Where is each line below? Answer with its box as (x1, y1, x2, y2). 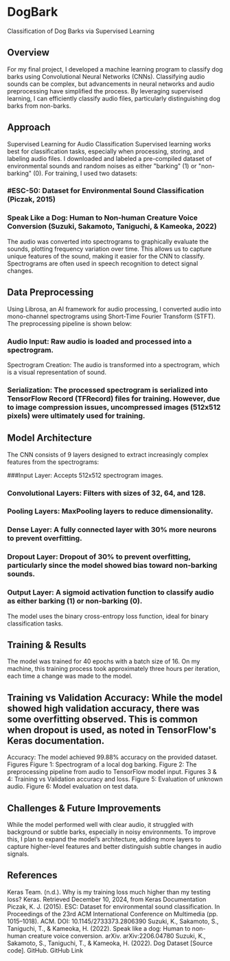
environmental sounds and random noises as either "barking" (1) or (7, 162, 197, 170)
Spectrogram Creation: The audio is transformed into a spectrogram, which (7, 360, 220, 368)
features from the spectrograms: (7, 458, 100, 466)
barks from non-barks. (7, 101, 71, 110)
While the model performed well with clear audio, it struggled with (7, 821, 194, 829)
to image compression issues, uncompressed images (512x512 (7, 402, 221, 412)
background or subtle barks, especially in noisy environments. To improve (7, 828, 216, 836)
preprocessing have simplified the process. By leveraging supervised (7, 87, 203, 95)
